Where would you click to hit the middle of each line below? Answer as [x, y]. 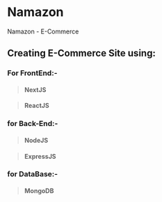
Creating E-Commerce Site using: [82, 53]
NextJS [35, 90]
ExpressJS [40, 156]
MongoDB [39, 191]
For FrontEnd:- [32, 73]
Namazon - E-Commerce [43, 31]
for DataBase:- [32, 174]
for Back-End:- [33, 124]
